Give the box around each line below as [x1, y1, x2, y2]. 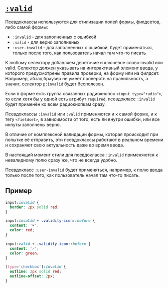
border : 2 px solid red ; [10, 205, 59, 210]
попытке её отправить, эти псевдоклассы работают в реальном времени [5, 136, 163, 142]
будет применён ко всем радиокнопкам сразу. [5, 101, 106, 107]
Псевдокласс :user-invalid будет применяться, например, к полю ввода [5, 167, 163, 173]
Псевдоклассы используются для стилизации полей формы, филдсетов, [5, 19, 161, 25]
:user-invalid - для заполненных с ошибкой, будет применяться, [12, 44, 153, 50]
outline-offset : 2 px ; [10, 274, 55, 279]
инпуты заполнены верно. [5, 121, 61, 127]
